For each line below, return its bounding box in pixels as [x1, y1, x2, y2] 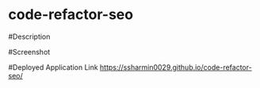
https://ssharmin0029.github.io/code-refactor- [99, 62, 252, 72]
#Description [8, 32, 51, 41]
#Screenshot [8, 47, 51, 56]
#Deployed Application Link [8, 62, 98, 72]
